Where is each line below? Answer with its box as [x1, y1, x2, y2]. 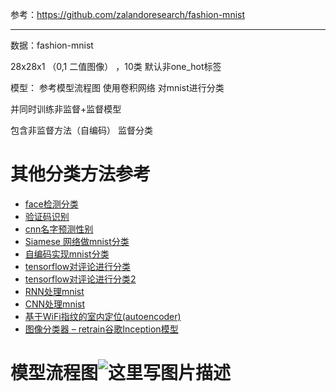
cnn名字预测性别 [24, 223, 94, 235]
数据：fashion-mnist [10, 39, 94, 51]
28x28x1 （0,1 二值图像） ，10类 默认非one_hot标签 [10, 61, 222, 72]
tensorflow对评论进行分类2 [24, 273, 137, 285]
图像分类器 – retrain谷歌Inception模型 [24, 323, 179, 335]
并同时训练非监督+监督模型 [10, 103, 122, 115]
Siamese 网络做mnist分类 [24, 235, 130, 247]
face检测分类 [24, 198, 79, 210]
